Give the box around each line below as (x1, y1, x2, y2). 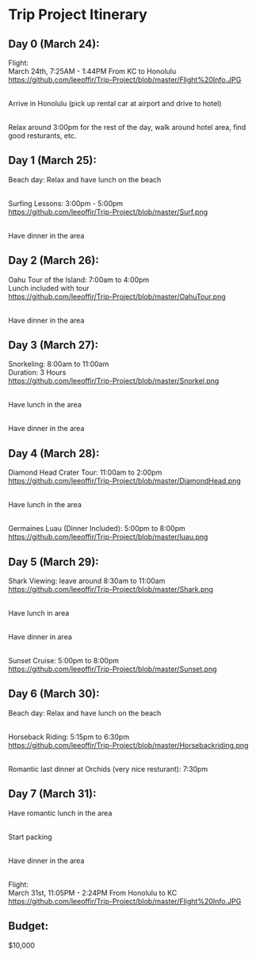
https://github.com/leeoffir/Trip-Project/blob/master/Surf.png (8, 207, 208, 216)
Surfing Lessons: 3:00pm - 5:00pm (8, 198, 124, 208)
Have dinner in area (8, 632, 73, 642)
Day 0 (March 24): (8, 37, 100, 51)
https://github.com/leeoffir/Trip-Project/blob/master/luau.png (8, 532, 208, 542)
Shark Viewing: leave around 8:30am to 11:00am (8, 576, 166, 586)
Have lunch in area (8, 609, 70, 618)
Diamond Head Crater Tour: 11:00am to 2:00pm (8, 468, 162, 477)
